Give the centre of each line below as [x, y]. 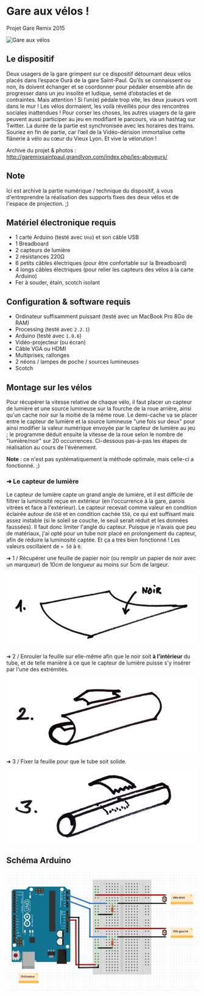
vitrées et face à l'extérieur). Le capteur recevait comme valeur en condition [101, 507]
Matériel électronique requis [61, 223]
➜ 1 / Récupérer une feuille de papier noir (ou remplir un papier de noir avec [101, 558]
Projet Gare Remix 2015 [36, 28]
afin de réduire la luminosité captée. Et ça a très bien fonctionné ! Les [93, 540]
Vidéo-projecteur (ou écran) [51, 342]
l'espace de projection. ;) [37, 203]
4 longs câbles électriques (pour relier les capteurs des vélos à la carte [104, 270]
